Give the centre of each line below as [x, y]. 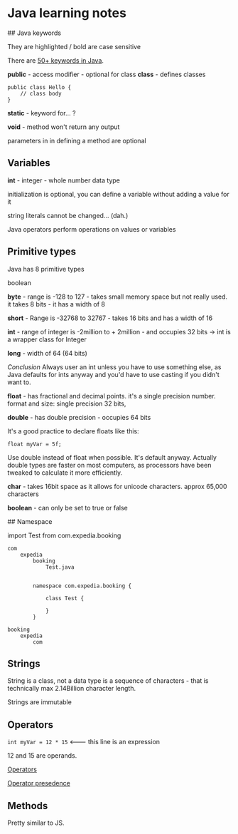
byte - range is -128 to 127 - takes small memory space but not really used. [118, 297]
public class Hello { [39, 87]
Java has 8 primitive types [46, 269]
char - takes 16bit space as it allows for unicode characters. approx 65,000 [117, 486]
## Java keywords [34, 33]
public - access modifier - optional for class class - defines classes [107, 74]
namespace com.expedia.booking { [82, 586]
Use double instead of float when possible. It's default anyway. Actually [112, 457]
